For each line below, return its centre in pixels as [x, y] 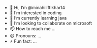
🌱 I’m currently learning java [38, 18]
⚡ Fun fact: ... [23, 41]
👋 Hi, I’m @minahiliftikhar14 [37, 8]
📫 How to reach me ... [32, 29]
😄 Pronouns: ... [26, 36]
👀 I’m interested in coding [36, 13]
